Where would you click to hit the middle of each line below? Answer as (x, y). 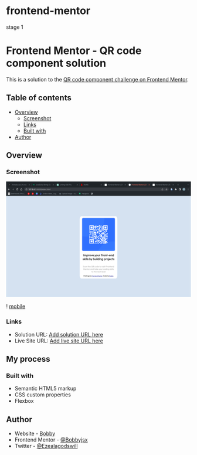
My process (28, 359)
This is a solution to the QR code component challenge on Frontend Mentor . (97, 79)
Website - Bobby (35, 434)
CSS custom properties (43, 395)
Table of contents (39, 98)
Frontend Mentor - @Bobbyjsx (51, 440)
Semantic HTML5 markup (45, 389)
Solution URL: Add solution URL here (59, 334)
